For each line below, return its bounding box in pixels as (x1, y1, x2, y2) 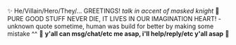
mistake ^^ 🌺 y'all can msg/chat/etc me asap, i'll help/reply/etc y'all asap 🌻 (7, 30, 230, 38)
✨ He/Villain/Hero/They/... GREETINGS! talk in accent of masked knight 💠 (7, 7, 220, 15)
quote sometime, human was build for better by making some (35, 22, 214, 30)
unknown (7, 22, 35, 30)
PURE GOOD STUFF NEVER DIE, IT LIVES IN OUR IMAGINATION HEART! (7, 15, 217, 22)
